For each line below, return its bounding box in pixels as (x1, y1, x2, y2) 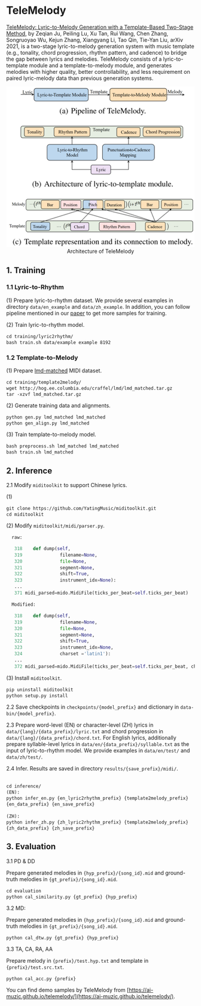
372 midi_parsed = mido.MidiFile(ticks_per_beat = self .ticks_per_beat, (14, 663, 188, 670)
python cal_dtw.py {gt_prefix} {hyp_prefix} (6, 935, 119, 941)
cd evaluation (6, 888, 42, 894)
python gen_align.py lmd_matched (6, 420, 90, 426)
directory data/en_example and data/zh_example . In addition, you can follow (6, 303, 190, 310)
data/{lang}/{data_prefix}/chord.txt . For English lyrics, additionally (6, 734, 176, 741)
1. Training (6, 265, 46, 275)
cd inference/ (6, 783, 42, 789)
